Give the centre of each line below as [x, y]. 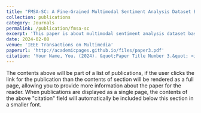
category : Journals [31, 23]
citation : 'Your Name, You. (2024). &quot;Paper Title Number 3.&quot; [97, 56]
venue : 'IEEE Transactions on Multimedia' [60, 45]
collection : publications [38, 17]
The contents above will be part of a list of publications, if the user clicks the [100, 73]
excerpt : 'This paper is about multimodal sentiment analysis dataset [96, 34]
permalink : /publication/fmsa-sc [48, 28]
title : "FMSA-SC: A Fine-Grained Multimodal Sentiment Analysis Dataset [99, 12]
